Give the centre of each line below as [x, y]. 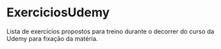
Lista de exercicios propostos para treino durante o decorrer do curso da [110, 31]
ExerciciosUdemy [58, 13]
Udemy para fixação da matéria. [52, 38]
